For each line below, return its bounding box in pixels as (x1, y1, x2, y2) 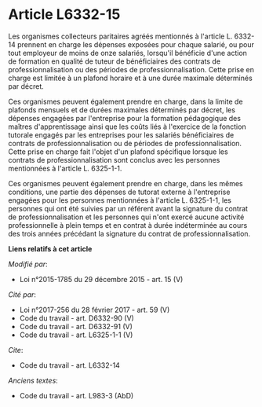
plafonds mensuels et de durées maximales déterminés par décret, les (8, 104, 235, 115)
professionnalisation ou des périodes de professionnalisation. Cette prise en (8, 64, 255, 74)
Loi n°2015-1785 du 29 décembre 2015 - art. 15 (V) (19, 274, 184, 284)
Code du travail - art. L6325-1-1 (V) (19, 330, 133, 339)
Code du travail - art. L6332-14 (19, 360, 120, 370)
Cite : (8, 345, 24, 354)
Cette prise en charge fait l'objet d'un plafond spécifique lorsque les (8, 147, 229, 156)
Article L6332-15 (8, 5, 121, 24)
